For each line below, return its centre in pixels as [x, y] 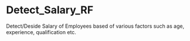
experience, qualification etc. [41, 32]
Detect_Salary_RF [50, 10]
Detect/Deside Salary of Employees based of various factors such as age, [95, 26]
